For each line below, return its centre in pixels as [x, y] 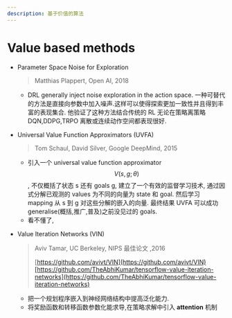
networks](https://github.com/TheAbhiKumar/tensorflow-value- [125, 276]
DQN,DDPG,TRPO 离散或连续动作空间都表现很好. [97, 121]
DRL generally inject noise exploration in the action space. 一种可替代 [126, 95]
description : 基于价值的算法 [46, 14]
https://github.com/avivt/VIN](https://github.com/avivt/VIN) [122, 262]
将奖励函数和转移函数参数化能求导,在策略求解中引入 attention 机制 [122, 307]
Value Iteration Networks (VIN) [61, 233]
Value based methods [71, 47]
